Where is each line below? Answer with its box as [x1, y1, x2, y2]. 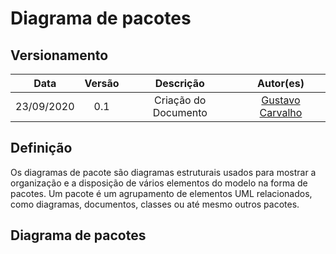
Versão [84, 77, 120, 90]
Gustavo [261, 93, 301, 107]
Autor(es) [256, 77, 305, 90]
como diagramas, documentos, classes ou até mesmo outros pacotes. [10, 198, 300, 210]
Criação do [154, 93, 207, 107]
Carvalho [259, 106, 303, 119]
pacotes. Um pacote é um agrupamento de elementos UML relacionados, [10, 187, 313, 199]
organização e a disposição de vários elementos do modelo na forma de [10, 177, 308, 189]
